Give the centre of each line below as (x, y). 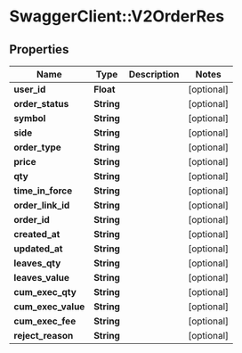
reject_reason (44, 336)
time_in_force (43, 191)
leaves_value (41, 278)
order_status (41, 104)
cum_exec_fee (45, 321)
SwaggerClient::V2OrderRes (117, 16)
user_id (30, 89)
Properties (39, 49)
